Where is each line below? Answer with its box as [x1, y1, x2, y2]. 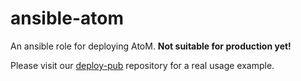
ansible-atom [10, 7, 124, 30]
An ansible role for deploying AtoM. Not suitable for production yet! [10, 40, 292, 52]
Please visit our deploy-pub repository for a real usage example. [10, 59, 275, 71]
